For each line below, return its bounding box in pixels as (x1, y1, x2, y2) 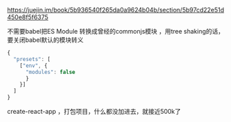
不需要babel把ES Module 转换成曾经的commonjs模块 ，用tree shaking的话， (7, 27, 225, 35)
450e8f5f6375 (7, 13, 49, 21)
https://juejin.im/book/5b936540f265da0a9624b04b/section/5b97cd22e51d (7, 6, 225, 14)
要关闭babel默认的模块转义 (7, 36, 84, 44)
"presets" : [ (13, 56, 51, 62)
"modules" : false (25, 69, 76, 75)
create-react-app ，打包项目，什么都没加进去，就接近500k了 (7, 108, 181, 115)
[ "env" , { (19, 62, 48, 69)
